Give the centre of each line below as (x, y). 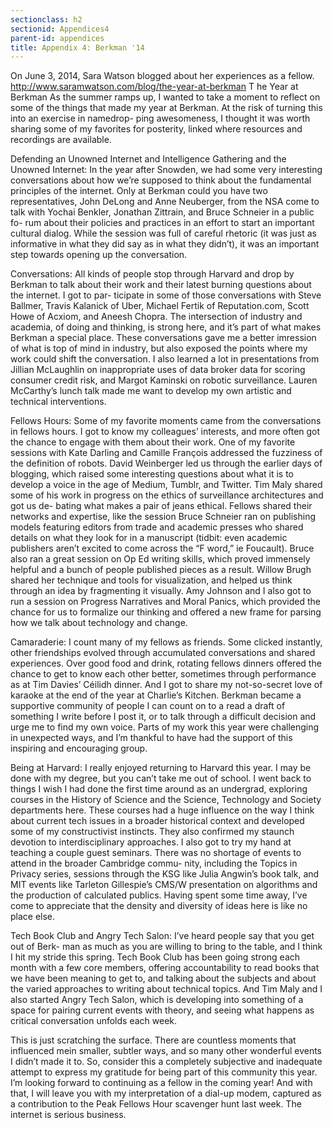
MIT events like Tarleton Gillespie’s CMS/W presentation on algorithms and (164, 885)
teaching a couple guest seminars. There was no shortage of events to (156, 853)
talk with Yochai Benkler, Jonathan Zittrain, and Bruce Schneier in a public (162, 212)
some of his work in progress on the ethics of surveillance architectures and (167, 495)
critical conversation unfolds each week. (94, 1021)
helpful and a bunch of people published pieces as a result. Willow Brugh (161, 570)
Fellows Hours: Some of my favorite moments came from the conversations (166, 421)
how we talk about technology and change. (99, 623)
